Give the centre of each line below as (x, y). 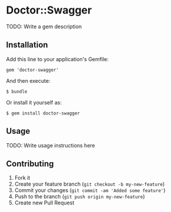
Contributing (30, 164)
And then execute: (28, 80)
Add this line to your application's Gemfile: (57, 59)
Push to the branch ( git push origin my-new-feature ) (80, 197)
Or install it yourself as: (34, 102)
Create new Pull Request (44, 203)
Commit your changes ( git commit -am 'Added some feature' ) (90, 190)
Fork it (22, 178)
